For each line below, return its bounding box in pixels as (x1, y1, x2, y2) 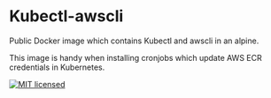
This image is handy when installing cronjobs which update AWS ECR (9, 52, 263, 63)
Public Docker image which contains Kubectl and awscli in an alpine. (9, 35, 259, 46)
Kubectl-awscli (9, 6, 124, 26)
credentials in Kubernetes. (9, 62, 105, 72)
